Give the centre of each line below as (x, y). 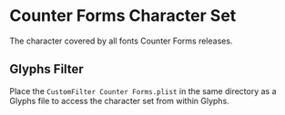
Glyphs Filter (46, 69)
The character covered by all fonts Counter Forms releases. (121, 41)
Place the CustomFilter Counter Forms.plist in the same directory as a (143, 91)
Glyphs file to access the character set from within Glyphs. (119, 101)
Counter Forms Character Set (123, 16)
